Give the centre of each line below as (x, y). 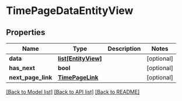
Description (124, 49)
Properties (26, 32)
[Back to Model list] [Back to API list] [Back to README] (73, 92)
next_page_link (31, 77)
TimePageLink (78, 77)
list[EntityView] (80, 58)
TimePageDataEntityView (70, 11)
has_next (22, 68)
